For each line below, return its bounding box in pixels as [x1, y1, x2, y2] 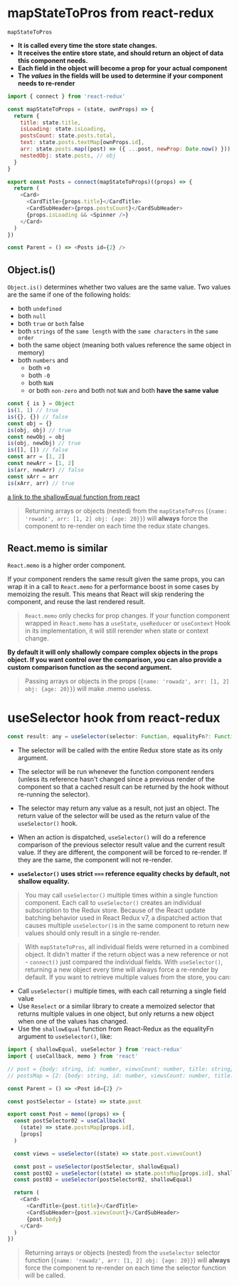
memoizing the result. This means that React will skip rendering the [7, 590, 205, 598]
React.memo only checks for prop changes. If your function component [24, 611, 230, 620]
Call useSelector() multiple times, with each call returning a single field [17, 986, 226, 996]
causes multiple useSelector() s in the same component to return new [24, 922, 230, 930]
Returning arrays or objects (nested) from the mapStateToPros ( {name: [24, 506, 228, 515]
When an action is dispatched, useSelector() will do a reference [17, 833, 206, 842]
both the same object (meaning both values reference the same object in [17, 341, 231, 349]
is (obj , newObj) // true [7, 440, 81, 447]
